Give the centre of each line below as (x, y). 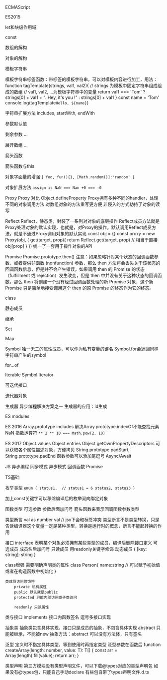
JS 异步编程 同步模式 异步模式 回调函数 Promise (54, 466)
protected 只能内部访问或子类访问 (46, 598)
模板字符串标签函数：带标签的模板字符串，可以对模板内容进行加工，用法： (81, 79)
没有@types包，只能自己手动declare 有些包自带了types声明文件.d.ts (79, 672)
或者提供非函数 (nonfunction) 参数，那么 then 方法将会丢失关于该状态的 (87, 263)
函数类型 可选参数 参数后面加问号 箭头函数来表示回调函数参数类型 (72, 509)
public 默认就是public (36, 592)
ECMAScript (18, 7)
